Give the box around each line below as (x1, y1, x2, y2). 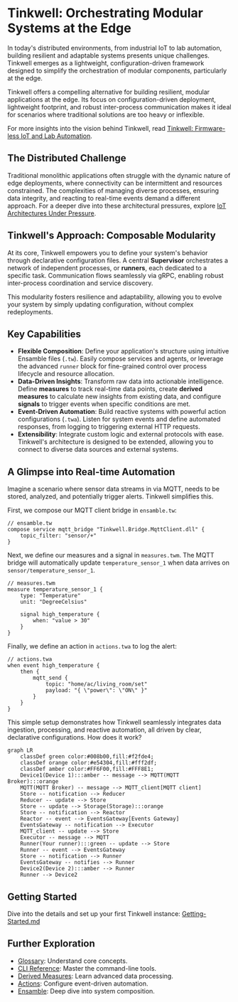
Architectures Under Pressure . (7, 208, 97, 218)
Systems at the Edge (7, 20, 131, 36)
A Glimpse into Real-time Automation (7, 466, 175, 478)
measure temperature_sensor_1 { (7, 586, 103, 593)
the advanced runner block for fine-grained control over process (17, 362, 207, 371)
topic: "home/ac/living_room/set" (45, 681, 148, 688)
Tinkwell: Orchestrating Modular (7, 5, 204, 21)
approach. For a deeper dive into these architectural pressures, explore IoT (7, 201, 227, 210)
